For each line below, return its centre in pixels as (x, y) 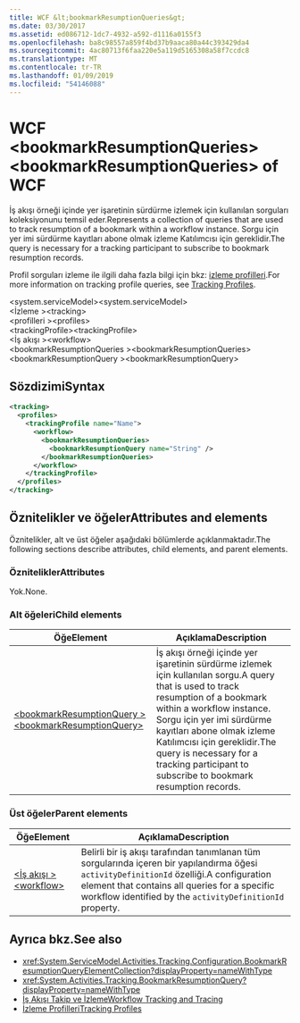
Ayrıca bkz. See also (66, 939)
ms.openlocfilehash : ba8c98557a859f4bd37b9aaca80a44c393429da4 (129, 42)
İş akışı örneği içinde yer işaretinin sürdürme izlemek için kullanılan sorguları (149, 210)
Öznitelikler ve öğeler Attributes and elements (138, 518)
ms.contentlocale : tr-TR (55, 68)
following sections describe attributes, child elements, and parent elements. (149, 549)
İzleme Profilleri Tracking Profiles (82, 1008)
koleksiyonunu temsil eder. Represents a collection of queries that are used (146, 219)
